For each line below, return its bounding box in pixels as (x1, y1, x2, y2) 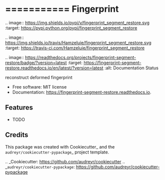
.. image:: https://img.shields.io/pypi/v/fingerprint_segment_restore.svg (5, 20, 150, 26)
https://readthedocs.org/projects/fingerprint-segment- (25, 54, 136, 60)
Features (5, 103, 33, 112)
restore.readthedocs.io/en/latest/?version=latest (5, 65, 104, 71)
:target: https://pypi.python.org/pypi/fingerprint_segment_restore (5, 25, 137, 30)
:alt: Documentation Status (104, 65, 159, 71)
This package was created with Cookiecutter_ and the (5, 144, 115, 150)
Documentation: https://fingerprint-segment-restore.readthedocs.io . (12, 89, 152, 95)
